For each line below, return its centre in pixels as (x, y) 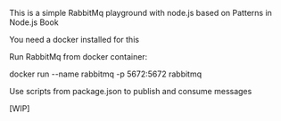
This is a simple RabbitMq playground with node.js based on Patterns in (140, 13)
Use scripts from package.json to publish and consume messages (131, 91)
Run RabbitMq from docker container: (79, 56)
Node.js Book (34, 22)
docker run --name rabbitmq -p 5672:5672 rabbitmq (106, 74)
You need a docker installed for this (74, 40)
